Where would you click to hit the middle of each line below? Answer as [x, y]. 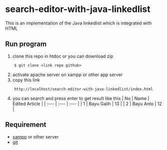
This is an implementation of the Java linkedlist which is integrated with [78, 23]
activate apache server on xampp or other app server [67, 74]
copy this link [26, 80]
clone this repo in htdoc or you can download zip [63, 56]
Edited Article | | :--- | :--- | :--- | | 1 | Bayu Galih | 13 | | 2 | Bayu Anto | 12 [87, 103]
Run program [26, 44]
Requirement [26, 125]
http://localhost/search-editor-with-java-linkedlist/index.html [84, 89]
